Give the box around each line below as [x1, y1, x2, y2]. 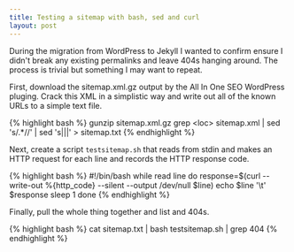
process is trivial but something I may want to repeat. [9, 64, 203, 75]
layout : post [9, 21, 58, 30]
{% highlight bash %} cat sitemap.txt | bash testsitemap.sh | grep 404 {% [9, 223, 278, 234]
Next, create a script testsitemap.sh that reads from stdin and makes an [9, 143, 273, 155]
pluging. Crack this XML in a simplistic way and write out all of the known [9, 90, 276, 102]
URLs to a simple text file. [9, 100, 103, 111]
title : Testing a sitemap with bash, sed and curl [9, 12, 200, 22]
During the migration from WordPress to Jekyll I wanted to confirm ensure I [9, 45, 283, 56]
